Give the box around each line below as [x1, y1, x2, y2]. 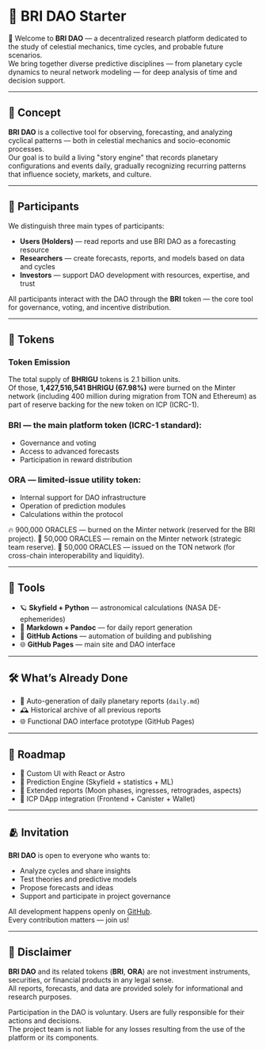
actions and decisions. [8, 1016, 82, 1025]
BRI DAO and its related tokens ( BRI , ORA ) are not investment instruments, [8, 967, 251, 976]
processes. [8, 144, 45, 153]
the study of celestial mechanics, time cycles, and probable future [8, 41, 224, 51]
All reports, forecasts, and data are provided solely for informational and [8, 983, 244, 993]
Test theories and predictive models [19, 874, 137, 884]
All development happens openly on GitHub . [8, 907, 153, 917]
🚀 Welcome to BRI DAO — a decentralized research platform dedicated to [8, 33, 248, 43]
